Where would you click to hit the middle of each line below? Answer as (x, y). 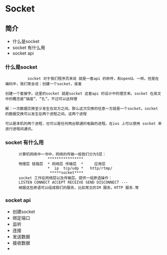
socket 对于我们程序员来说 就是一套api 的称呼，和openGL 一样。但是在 (93, 79)
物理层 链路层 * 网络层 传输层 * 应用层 (62, 164)
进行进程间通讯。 (20, 129)
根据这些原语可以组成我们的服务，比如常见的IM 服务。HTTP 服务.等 (79, 187)
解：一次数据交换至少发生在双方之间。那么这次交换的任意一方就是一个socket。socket (82, 109)
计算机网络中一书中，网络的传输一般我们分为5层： (62, 154)
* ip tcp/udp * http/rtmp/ (80, 168)
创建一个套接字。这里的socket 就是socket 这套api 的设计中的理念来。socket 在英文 (83, 94)
